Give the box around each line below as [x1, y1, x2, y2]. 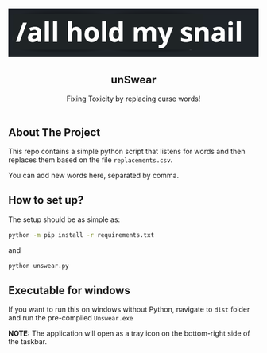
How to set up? [8, 193, 84, 207]
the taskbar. [8, 337, 48, 347]
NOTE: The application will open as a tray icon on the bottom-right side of [8, 328, 250, 338]
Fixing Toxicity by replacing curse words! [66, 94, 201, 103]
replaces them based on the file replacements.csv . [8, 155, 173, 165]
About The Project [8, 126, 101, 139]
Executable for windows [8, 283, 131, 297]
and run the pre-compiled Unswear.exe [8, 313, 133, 323]
